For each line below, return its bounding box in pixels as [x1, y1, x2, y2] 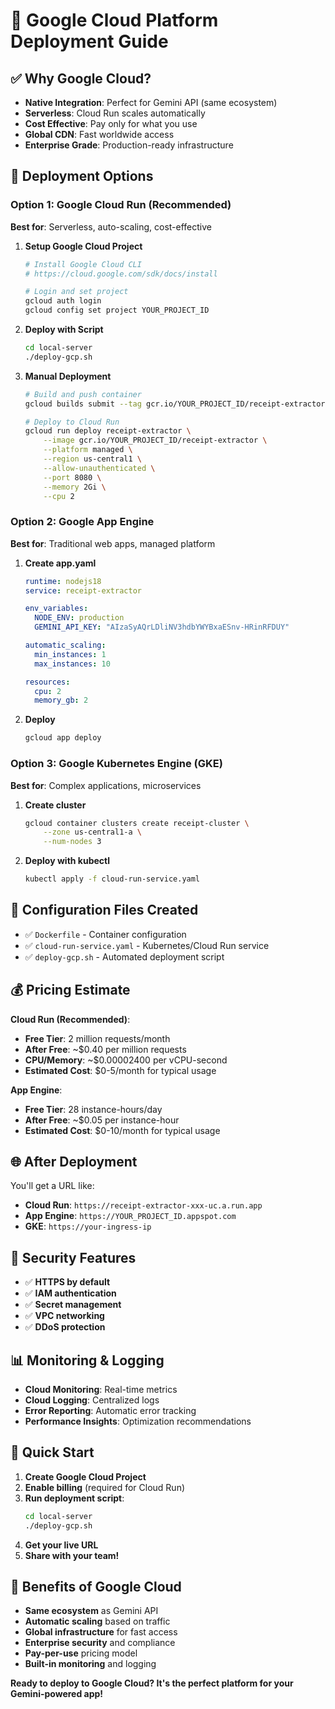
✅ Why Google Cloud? [10, 70, 152, 87]
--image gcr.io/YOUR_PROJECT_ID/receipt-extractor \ [43, 435, 268, 446]
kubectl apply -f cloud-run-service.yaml [24, 874, 201, 884]
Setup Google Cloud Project [24, 240, 143, 252]
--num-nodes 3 [43, 837, 102, 847]
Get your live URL [24, 1539, 99, 1551]
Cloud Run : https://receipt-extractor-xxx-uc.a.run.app [24, 1199, 263, 1211]
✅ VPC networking [24, 1310, 105, 1322]
